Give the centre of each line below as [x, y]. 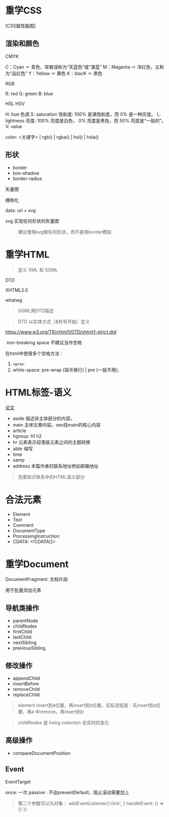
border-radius [27, 179]
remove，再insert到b [62, 712]
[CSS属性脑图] [20, 26]
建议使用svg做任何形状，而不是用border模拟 [65, 232]
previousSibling [29, 648]
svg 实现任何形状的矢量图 [32, 221]
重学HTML [27, 254]
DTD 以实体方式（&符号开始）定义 [54, 322]
